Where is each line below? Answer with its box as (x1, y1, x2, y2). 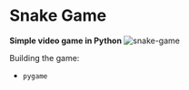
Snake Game (9, 5, 107, 26)
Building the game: (9, 52, 80, 63)
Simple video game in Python (9, 35, 123, 46)
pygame (22, 71, 48, 81)
